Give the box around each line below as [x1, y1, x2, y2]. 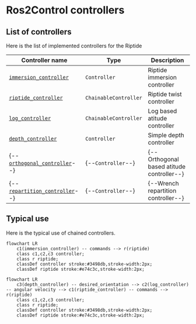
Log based [148, 107, 177, 115]
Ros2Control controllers [6, 4, 125, 17]
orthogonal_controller [9, 160, 72, 167]
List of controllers [6, 27, 72, 37]
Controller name [21, 56, 68, 64]
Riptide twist [148, 90, 182, 98]
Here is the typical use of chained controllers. [6, 229, 116, 236]
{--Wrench [148, 180, 179, 187]
